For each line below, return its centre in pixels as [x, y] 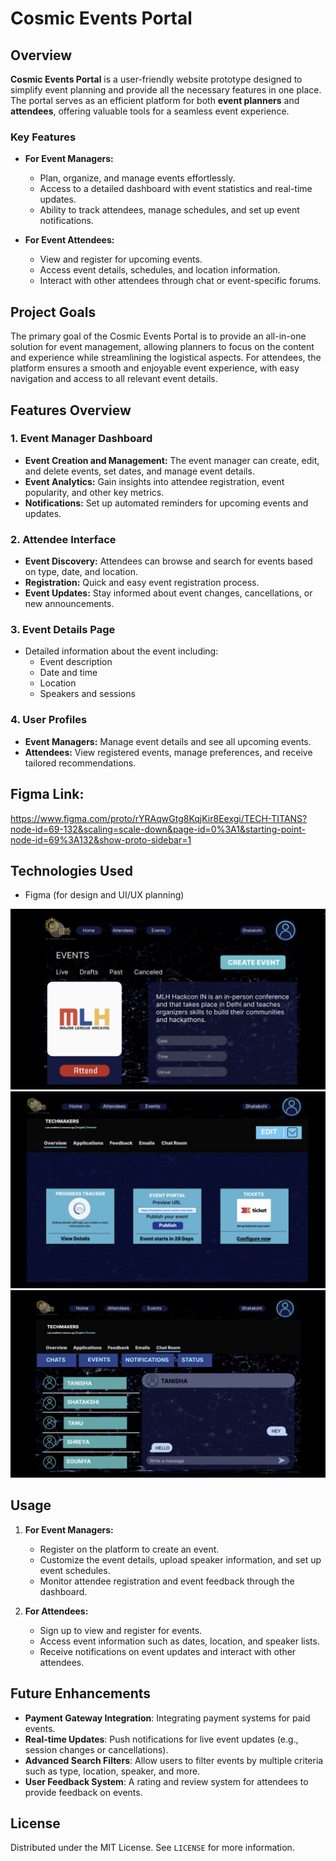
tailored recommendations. [80, 763]
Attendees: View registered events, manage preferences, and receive [168, 752]
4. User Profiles [49, 720]
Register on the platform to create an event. [129, 1549]
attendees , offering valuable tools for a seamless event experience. [150, 111]
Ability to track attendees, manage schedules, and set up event [169, 210]
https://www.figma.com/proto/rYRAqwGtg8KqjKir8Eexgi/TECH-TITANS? [159, 818]
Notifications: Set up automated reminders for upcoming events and [166, 503]
